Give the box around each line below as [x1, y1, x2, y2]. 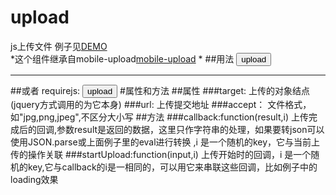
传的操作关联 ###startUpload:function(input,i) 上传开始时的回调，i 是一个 [10, 148, 312, 160]
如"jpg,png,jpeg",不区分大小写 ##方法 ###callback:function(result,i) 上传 [10, 111, 309, 123]
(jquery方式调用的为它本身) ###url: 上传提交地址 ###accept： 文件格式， [10, 98, 312, 110]
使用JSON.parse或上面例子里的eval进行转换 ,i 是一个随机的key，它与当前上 [10, 136, 321, 148]
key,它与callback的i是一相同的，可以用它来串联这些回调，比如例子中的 [27, 161, 318, 173]
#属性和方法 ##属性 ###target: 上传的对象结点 [119, 84, 310, 96]
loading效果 [10, 173, 59, 185]
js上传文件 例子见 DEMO [10, 40, 108, 52]
